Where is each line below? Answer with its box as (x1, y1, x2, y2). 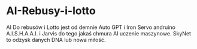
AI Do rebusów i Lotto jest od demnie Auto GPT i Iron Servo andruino (6, 24, 175, 31)
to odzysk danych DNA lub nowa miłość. (6, 36, 106, 43)
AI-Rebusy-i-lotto (6, 4, 96, 18)
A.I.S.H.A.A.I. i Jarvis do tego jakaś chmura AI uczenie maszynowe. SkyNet (6, 30, 192, 37)
